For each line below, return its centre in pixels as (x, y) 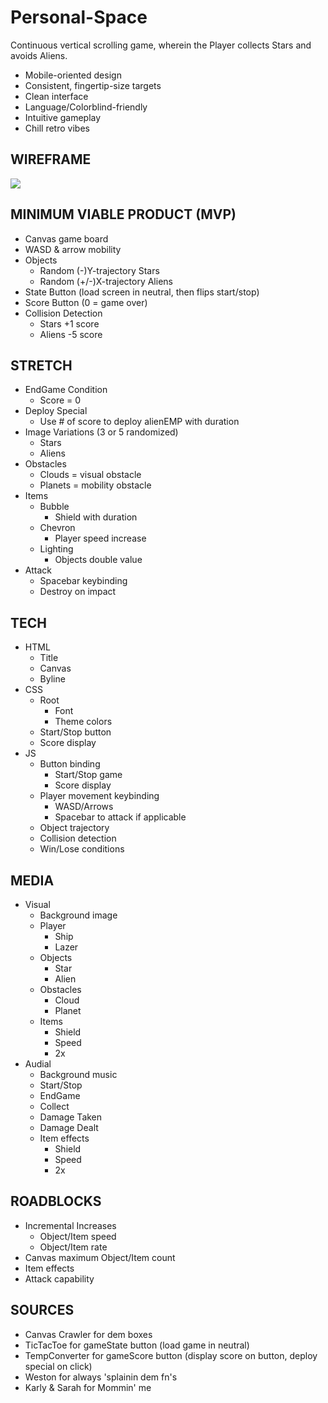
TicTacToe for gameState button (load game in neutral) (137, 1345)
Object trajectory (74, 828)
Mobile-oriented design (73, 75)
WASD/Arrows (84, 807)
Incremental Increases (70, 1225)
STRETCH (41, 365)
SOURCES (42, 1310)
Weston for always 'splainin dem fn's (101, 1377)
